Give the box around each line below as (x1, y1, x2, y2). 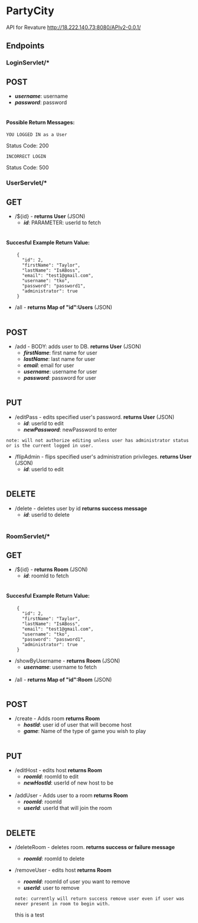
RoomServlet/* (6, 532, 50, 540)
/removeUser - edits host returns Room (14, 867, 112, 874)
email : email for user (23, 362, 74, 369)
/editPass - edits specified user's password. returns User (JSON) (14, 413, 174, 421)
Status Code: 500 (6, 164, 49, 171)
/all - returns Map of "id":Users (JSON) (14, 304, 112, 311)
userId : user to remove (23, 885, 80, 892)
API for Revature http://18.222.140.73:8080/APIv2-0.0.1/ (6, 24, 141, 31)
